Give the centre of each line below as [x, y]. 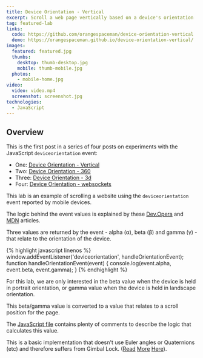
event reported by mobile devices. [49, 202]
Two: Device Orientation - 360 [53, 171]
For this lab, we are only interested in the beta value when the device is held [101, 282]
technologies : [24, 102]
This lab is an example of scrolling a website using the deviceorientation [98, 196]
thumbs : [22, 57]
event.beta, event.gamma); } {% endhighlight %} [67, 270]
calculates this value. [32, 331]
